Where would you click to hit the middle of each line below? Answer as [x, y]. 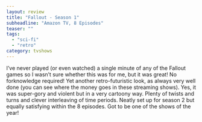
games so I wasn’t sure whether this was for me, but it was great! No [91, 74]
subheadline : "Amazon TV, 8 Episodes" [55, 23]
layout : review [25, 12]
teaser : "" [20, 29]
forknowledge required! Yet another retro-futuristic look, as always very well [101, 81]
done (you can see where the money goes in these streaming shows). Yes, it [101, 87]
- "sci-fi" [25, 40]
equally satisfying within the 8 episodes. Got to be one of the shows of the [99, 106]
